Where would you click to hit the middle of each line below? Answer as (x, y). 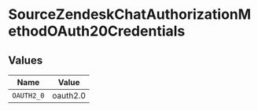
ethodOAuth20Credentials (97, 31)
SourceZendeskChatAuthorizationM (130, 15)
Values (26, 60)
